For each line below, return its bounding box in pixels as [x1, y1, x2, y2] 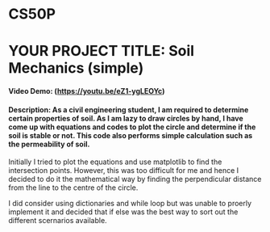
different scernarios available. [8, 216, 107, 226]
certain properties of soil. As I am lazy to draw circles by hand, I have [8, 113, 243, 123]
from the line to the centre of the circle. [8, 183, 139, 192]
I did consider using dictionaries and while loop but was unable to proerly [8, 199, 252, 209]
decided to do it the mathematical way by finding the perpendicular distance [8, 175, 262, 184]
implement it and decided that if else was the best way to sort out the [8, 207, 239, 217]
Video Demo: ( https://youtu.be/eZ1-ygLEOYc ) [8, 86, 165, 95]
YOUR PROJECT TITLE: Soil [8, 42, 195, 61]
